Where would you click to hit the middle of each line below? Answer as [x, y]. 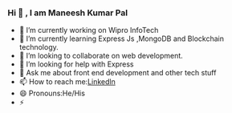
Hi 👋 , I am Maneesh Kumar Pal [68, 13]
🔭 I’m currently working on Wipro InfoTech [89, 30]
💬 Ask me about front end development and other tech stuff [118, 73]
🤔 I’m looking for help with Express [76, 64]
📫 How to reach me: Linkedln [67, 82]
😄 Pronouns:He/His [52, 93]
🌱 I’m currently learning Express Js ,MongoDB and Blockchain [121, 38]
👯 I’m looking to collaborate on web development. [101, 56]
